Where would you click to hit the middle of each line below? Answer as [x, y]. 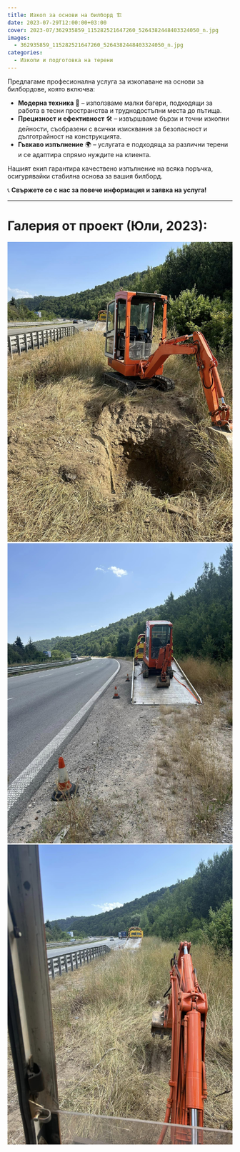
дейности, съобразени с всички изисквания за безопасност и [112, 129]
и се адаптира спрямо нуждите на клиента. [84, 154]
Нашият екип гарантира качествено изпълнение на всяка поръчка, [110, 169]
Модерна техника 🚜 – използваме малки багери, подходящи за [115, 103]
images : [19, 38]
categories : [25, 53]
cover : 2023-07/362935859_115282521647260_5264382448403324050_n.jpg [113, 30]
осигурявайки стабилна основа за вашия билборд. [85, 176]
